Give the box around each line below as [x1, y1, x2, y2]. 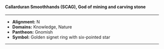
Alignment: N [12, 19, 40, 25]
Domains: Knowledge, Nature [12, 24, 72, 30]
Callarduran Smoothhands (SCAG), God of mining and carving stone [5, 4, 146, 10]
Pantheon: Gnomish [12, 29, 53, 35]
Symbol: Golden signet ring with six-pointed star [12, 34, 111, 40]
